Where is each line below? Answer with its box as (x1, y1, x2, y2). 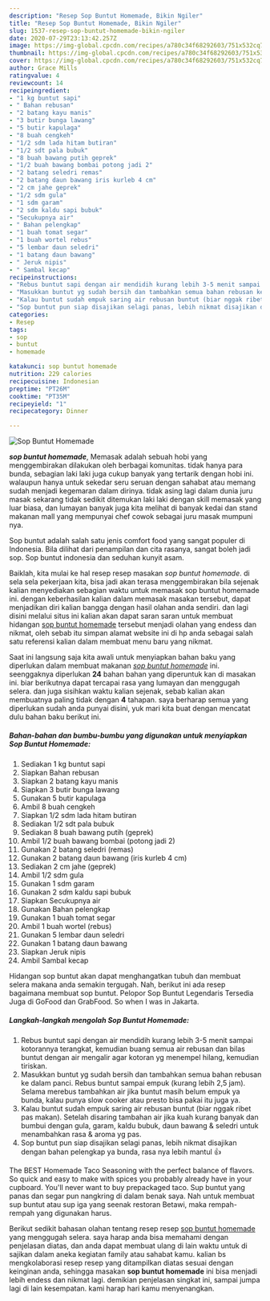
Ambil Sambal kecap (20, 955, 89, 965)
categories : (9, 310, 49, 318)
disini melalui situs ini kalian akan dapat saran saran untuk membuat (9, 612, 233, 621)
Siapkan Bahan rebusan (20, 768, 99, 778)
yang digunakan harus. (36, 1209, 112, 1218)
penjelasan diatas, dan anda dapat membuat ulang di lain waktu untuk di (9, 1241, 248, 1250)
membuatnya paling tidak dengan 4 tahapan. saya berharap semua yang (9, 695, 249, 705)
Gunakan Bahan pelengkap (20, 905, 111, 914)
